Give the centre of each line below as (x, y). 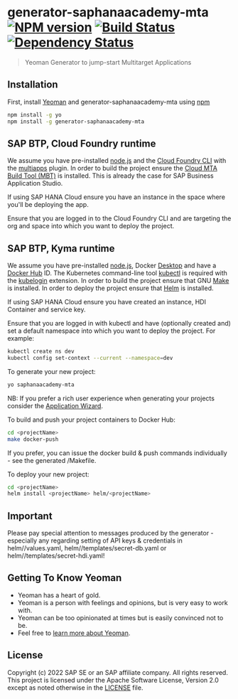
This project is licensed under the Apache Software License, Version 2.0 (113, 680)
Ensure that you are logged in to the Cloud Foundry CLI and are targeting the (119, 218)
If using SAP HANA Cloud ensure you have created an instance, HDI (107, 302)
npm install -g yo (34, 114)
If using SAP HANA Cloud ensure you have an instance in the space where (117, 197)
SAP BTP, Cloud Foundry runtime (82, 143)
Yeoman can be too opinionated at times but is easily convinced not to (120, 618)
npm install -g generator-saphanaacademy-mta (76, 122)
